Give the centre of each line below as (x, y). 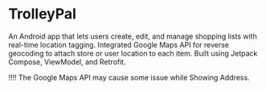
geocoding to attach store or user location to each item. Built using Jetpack (133, 53)
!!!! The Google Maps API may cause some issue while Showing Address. (129, 77)
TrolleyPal (42, 14)
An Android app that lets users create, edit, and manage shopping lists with (133, 36)
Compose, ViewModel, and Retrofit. (67, 62)
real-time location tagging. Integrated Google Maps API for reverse (119, 44)
